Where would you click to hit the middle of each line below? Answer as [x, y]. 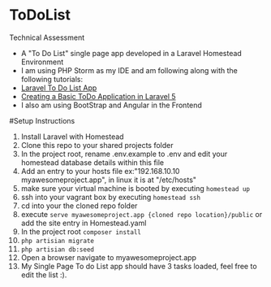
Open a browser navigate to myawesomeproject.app [109, 257]
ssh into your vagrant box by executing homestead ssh [111, 197]
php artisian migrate [57, 241]
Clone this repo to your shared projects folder [97, 145]
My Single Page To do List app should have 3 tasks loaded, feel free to [139, 266]
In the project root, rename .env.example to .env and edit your [124, 154]
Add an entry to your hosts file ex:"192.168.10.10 [100, 171]
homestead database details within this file [92, 162]
